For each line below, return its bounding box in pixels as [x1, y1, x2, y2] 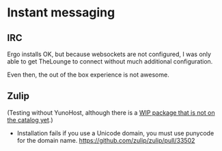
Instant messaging [7, 5, 115, 20]
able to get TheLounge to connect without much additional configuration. [7, 57, 213, 66]
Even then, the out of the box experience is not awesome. [7, 70, 169, 79]
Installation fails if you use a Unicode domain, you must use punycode [16, 128, 214, 137]
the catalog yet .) [7, 115, 53, 124]
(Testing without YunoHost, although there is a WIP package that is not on [7, 108, 215, 117]
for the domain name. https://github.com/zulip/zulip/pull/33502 [16, 136, 195, 144]
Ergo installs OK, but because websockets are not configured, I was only [7, 50, 212, 58]
